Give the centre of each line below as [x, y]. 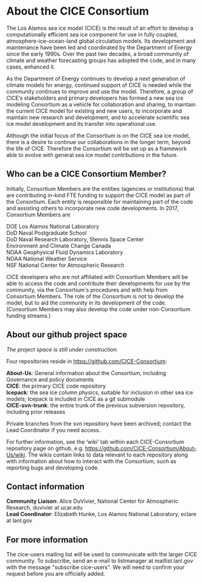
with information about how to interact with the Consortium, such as [91, 461]
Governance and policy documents [50, 379]
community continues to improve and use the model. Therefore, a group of [100, 91]
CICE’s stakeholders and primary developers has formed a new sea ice [95, 98]
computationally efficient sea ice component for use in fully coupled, [92, 34]
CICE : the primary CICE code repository [56, 386]
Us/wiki [16, 455]
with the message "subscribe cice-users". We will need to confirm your [95, 567]
